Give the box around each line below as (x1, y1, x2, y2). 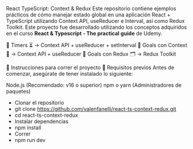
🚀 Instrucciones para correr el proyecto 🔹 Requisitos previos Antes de (6, 64, 175, 71)
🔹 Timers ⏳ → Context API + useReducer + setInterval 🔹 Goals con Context (6, 42, 188, 49)
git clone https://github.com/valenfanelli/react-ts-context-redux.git (14, 106, 177, 112)
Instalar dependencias (14, 118, 69, 125)
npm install (14, 124, 42, 131)
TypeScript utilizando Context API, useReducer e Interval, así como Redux (6, 18, 185, 24)
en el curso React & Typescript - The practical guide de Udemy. (6, 30, 162, 37)
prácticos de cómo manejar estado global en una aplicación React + (6, 11, 171, 18)
